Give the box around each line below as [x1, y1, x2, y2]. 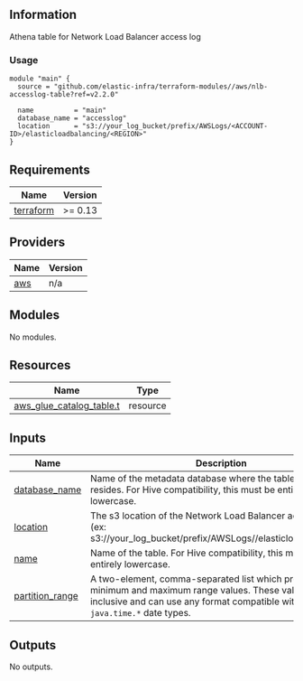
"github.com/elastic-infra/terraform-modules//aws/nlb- [53, 82, 269, 91]
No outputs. [9, 661, 53, 672]
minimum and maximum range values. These [89, 584, 280, 597]
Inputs [9, 430, 47, 445]
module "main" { [9, 74, 70, 84]
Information [9, 7, 78, 23]
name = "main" [17, 106, 106, 116]
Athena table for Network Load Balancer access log [9, 31, 201, 42]
